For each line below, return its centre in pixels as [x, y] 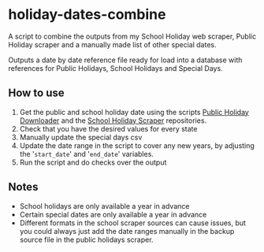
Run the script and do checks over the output [93, 162]
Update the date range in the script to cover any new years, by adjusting [137, 145]
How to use [36, 93]
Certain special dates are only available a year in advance [113, 214]
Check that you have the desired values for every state [108, 128]
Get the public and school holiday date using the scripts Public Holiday [134, 112]
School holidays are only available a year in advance [104, 206]
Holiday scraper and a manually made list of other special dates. [112, 44]
